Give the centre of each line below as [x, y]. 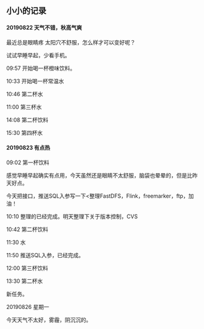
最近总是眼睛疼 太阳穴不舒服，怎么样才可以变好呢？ [71, 42]
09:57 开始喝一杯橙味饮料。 [41, 68]
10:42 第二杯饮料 [27, 229]
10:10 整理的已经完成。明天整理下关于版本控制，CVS [72, 216]
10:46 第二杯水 [25, 94]
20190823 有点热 [28, 148]
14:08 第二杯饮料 [27, 120]
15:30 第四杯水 [25, 133]
